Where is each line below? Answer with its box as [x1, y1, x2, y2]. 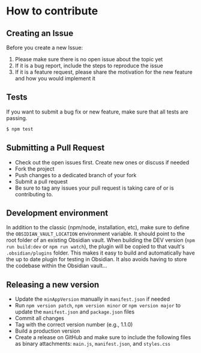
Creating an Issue [6, 28, 74, 38]
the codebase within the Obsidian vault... [6, 262, 107, 270]
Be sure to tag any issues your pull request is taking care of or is [14, 184, 174, 192]
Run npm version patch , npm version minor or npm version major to [14, 302, 181, 309]
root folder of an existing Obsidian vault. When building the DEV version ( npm [6, 237, 195, 244]
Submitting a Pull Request [6, 143, 105, 153]
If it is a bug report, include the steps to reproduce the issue [14, 62, 164, 69]
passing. [6, 114, 28, 121]
